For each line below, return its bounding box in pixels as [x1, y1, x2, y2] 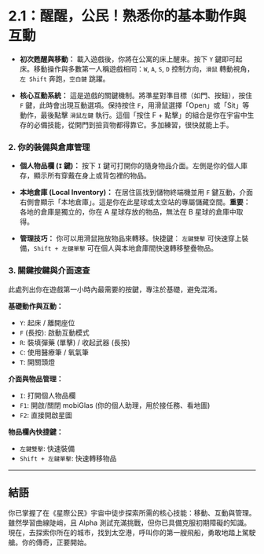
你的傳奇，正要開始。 [21, 537, 91, 547]
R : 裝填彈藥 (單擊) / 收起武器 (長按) [19, 337, 131, 347]
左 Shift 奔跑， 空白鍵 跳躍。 [19, 74, 110, 83]
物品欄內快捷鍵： [8, 427, 64, 436]
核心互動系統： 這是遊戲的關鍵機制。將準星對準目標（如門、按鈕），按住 [19, 90, 253, 100]
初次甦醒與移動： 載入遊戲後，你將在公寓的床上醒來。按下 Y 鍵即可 [19, 54, 236, 64]
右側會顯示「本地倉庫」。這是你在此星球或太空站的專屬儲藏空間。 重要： [19, 197, 251, 207]
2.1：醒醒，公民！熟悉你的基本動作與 [8, 7, 247, 25]
